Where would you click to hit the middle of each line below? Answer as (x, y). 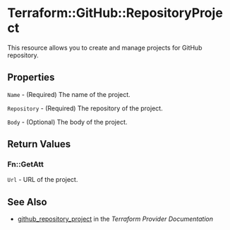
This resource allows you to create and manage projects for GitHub (105, 47)
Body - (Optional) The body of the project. (67, 122)
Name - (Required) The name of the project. (69, 94)
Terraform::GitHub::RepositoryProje (115, 13)
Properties (31, 77)
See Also (27, 202)
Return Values (39, 144)
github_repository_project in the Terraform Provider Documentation (115, 219)
